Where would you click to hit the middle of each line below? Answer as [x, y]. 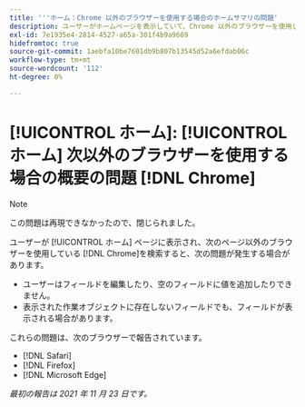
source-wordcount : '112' [56, 69]
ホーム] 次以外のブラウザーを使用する [149, 155]
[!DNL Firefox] [49, 365]
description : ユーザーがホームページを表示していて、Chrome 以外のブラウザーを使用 [151, 26]
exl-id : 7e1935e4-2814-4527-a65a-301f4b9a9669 [99, 35]
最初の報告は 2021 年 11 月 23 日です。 [81, 393]
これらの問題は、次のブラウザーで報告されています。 [108, 337]
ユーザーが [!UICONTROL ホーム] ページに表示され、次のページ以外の [139, 242]
